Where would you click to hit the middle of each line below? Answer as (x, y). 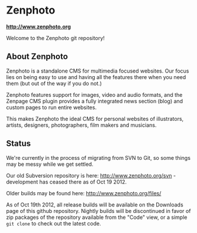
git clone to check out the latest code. (54, 223)
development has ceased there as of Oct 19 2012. (67, 182)
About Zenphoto (37, 57)
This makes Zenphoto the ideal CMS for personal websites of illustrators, (95, 119)
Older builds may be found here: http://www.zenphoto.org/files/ (84, 193)
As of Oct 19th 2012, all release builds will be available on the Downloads (95, 205)
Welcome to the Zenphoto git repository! (56, 38)
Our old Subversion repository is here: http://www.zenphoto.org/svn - (91, 175)
